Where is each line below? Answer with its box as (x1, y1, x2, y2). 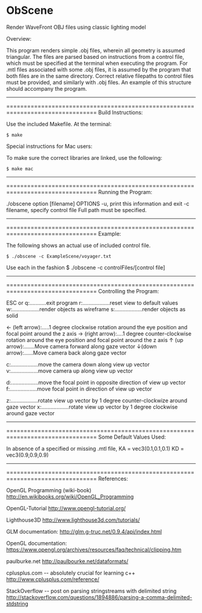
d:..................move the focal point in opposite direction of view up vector (6, 379, 186, 386)
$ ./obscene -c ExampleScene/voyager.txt (6, 253, 112, 259)
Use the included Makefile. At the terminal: (6, 120, 112, 127)
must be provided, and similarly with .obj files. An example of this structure (6, 79, 192, 86)
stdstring (6, 600, 29, 607)
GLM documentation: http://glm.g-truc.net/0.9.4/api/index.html (6, 528, 162, 535)
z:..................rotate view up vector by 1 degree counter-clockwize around (6, 397, 188, 404)
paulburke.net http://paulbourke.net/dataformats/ (6, 557, 129, 565)
